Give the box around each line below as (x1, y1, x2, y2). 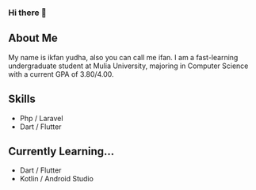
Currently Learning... (8, 144, 115, 158)
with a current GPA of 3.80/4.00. (8, 69, 114, 78)
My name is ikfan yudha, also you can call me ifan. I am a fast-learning (8, 52, 239, 62)
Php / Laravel (19, 113, 63, 123)
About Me (8, 32, 58, 45)
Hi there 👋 (8, 7, 48, 18)
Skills (8, 93, 36, 106)
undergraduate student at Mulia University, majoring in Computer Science (8, 61, 249, 70)
